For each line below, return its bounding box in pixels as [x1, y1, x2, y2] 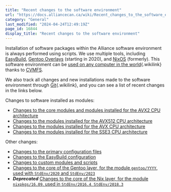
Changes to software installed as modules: [5, 97, 95, 103]
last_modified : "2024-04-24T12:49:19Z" [5, 21, 90, 27]
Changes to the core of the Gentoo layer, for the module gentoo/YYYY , [12, 165, 158, 171]
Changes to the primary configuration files [12, 149, 102, 154]
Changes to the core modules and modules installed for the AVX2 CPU [12, 107, 161, 113]
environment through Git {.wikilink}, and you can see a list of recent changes [5, 82, 165, 88]
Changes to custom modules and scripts [12, 159, 98, 166]
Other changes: [5, 139, 38, 145]
